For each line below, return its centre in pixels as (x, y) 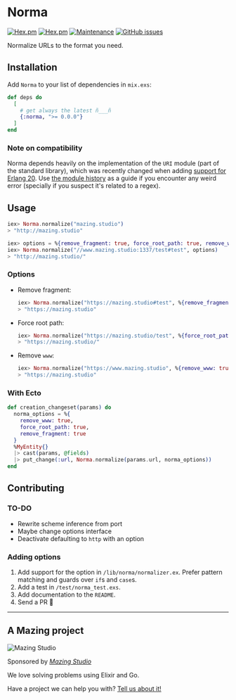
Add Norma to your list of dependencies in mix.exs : (80, 84)
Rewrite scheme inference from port (70, 523)
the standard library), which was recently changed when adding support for (117, 171)
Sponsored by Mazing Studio (50, 661)
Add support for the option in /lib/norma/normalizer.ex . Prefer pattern (120, 572)
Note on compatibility (45, 148)
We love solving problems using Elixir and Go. (73, 675)
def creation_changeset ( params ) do (59, 408)
